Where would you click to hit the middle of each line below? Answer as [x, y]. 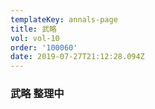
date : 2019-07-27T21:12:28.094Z [77, 57]
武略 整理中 [37, 94]
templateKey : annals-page [64, 19]
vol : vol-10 [35, 38]
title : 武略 [33, 29]
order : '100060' [44, 47]
